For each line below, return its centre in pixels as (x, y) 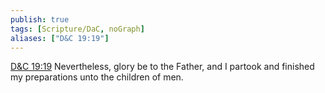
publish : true (40, 19)
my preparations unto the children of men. (97, 77)
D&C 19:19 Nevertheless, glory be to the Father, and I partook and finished (162, 67)
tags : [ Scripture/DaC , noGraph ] (77, 29)
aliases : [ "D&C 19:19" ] (60, 38)
